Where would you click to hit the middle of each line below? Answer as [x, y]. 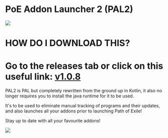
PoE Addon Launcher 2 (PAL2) [69, 9]
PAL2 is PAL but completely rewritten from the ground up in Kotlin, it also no [84, 91]
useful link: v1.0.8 [43, 77]
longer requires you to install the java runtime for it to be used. [70, 96]
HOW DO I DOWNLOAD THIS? [68, 43]
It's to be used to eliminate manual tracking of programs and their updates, [82, 106]
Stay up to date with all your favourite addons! [53, 121]
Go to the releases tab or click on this [84, 66]
